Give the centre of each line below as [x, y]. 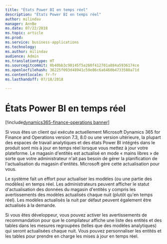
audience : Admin [22, 56]
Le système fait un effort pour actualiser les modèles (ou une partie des [79, 179]
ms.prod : [14, 38]
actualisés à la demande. [31, 205]
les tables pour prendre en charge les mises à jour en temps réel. [72, 236]
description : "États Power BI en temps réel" [53, 14]
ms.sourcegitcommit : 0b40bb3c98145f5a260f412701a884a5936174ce [72, 65]
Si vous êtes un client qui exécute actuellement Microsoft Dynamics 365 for [83, 132]
